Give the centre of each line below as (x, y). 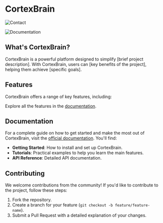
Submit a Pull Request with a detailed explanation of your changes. (79, 215)
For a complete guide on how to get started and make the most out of (75, 133)
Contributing (25, 173)
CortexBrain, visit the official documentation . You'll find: (61, 138)
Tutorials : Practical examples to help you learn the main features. (78, 153)
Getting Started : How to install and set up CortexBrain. (67, 148)
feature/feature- (132, 205)
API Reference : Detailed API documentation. (57, 158)
